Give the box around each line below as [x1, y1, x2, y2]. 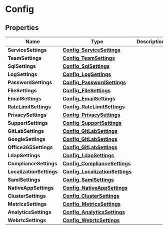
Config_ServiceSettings [62, 46, 121, 53]
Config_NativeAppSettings [62, 185, 128, 191]
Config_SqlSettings [62, 63, 110, 69]
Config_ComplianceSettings [62, 160, 131, 167]
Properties [5, 23, 39, 32]
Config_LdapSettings [62, 152, 114, 159]
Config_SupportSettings [62, 120, 121, 126]
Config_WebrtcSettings [62, 217, 120, 224]
